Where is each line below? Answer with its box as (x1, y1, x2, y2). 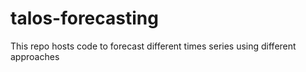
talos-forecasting (10, 7, 159, 30)
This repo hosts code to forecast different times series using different (10, 40, 297, 52)
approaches (10, 50, 60, 62)
